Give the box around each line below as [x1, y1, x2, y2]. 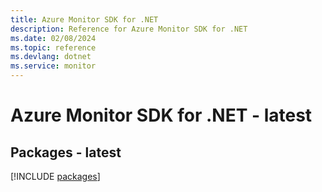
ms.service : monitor [10, 61, 97, 71]
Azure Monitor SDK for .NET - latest [10, 104, 313, 127]
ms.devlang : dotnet [10, 52, 92, 62]
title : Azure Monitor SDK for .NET [10, 14, 159, 25]
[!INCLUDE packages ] [10, 171, 101, 182]
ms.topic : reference [10, 42, 97, 53]
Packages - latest [10, 144, 122, 161]
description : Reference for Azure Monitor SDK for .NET [10, 24, 248, 34]
